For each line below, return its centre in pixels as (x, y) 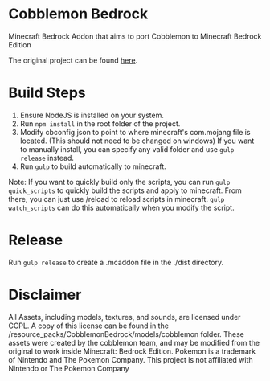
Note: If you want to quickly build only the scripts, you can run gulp (119, 182)
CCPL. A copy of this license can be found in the (88, 326)
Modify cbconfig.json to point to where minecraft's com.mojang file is (135, 132)
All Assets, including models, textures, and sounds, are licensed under (125, 317)
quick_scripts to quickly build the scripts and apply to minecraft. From (125, 190)
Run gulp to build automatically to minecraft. (93, 166)
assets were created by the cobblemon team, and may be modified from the (134, 342)
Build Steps (47, 93)
